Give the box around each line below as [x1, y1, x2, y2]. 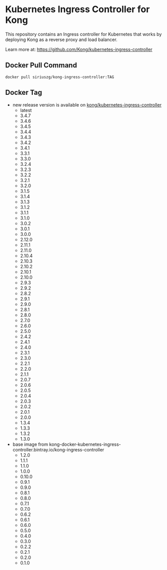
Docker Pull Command [5, 61, 77, 69]
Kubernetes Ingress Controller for [5, 4, 150, 15]
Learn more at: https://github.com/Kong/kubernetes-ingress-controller [5, 46, 153, 52]
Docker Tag [5, 88, 43, 97]
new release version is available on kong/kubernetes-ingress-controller [12, 101, 162, 108]
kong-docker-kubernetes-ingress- [49, 441, 121, 447]
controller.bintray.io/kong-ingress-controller [12, 446, 105, 452]
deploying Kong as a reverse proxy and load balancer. [5, 37, 118, 43]
